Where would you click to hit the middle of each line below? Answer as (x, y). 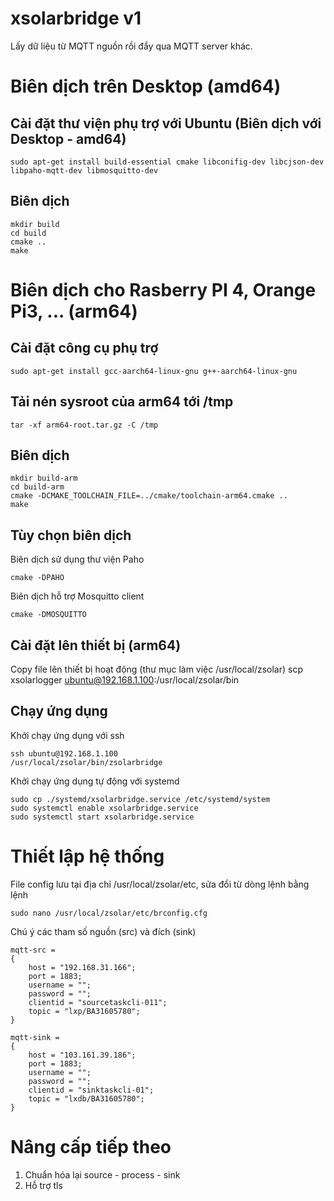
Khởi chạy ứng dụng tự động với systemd (95, 781)
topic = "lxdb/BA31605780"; (86, 1098)
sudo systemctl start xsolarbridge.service (102, 817)
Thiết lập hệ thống (87, 856)
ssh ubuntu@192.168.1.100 (64, 753)
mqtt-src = (33, 950)
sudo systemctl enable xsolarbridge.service (104, 808)
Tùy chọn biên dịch (71, 535)
